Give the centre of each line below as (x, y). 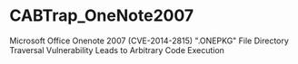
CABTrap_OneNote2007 (102, 16)
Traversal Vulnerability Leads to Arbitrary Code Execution (117, 50)
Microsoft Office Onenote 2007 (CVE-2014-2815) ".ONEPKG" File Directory (149, 41)
